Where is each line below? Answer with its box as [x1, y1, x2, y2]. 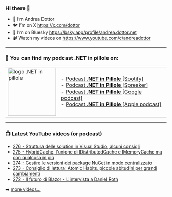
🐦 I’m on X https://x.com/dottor [12, 22, 80, 28]
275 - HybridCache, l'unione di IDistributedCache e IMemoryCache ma [12, 148, 162, 155]
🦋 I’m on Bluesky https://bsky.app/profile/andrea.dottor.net [12, 29, 137, 35]
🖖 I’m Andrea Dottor [12, 16, 55, 23]
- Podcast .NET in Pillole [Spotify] [61, 75, 144, 82]
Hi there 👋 [5, 5, 31, 12]
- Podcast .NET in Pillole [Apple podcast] [61, 101, 162, 108]
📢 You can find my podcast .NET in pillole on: [5, 55, 119, 62]
